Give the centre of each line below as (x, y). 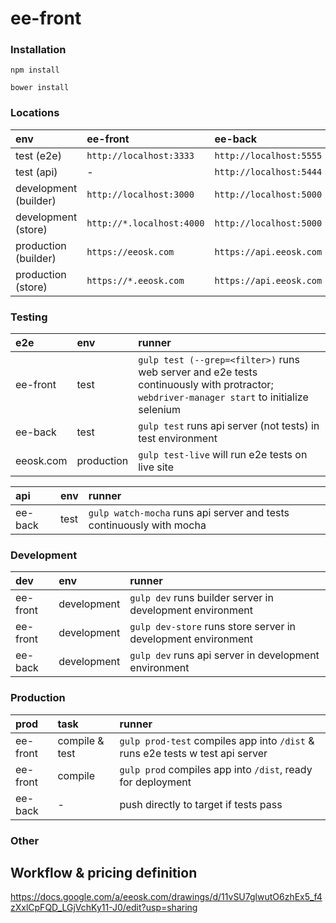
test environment (178, 439)
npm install (35, 70)
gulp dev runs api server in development (224, 655)
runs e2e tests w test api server (193, 753)
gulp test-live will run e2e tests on (223, 455)
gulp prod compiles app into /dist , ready (216, 769)
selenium (160, 410)
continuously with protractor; (206, 385)
